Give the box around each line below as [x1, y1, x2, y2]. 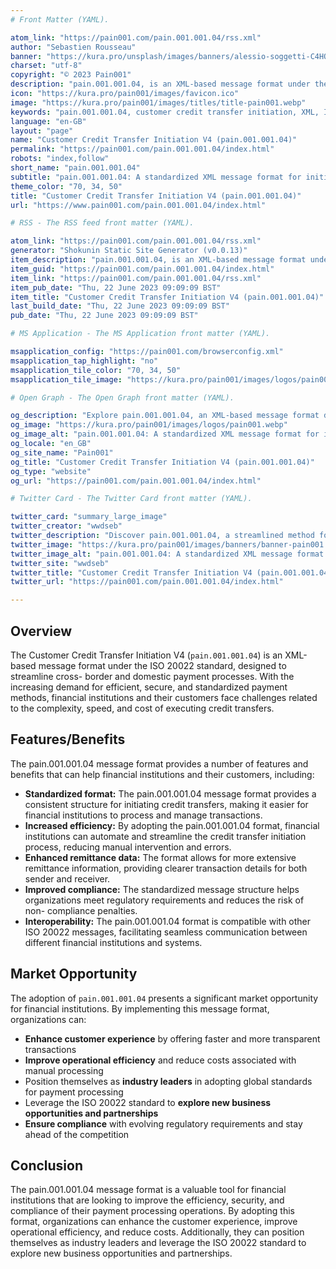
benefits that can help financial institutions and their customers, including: [10, 768, 315, 780]
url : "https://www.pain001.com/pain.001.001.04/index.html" [10, 200, 267, 210]
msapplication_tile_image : [10, 374, 123, 385]
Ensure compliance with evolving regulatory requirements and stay [24, 1117, 303, 1130]
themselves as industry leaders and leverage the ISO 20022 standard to [10, 1237, 307, 1249]
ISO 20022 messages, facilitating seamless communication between [24, 926, 308, 938]
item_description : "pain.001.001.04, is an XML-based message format [10, 255, 307, 265]
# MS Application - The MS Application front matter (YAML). [10, 329, 271, 339]
